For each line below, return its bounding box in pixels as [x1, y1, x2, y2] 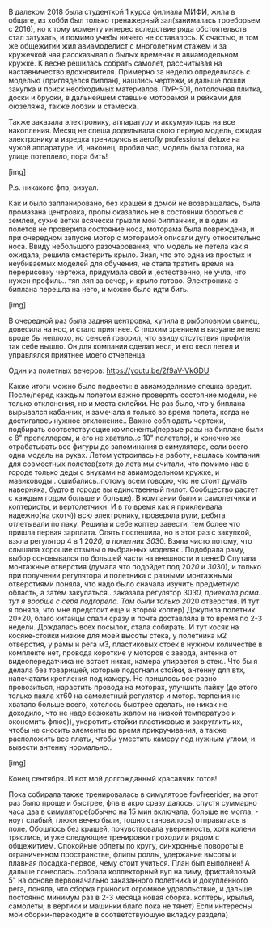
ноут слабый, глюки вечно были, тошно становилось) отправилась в [8, 815, 247, 824]
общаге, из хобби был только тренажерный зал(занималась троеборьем [8, 15, 261, 25]
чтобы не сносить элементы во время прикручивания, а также [8, 726, 227, 734]
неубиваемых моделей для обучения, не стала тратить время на [8, 259, 235, 268]
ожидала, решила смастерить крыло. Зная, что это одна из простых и [8, 250, 252, 260]
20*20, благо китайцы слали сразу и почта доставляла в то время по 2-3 [8, 614, 263, 623]
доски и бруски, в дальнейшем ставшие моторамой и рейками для [8, 93, 242, 102]
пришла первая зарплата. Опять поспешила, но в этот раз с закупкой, [8, 527, 252, 537]
